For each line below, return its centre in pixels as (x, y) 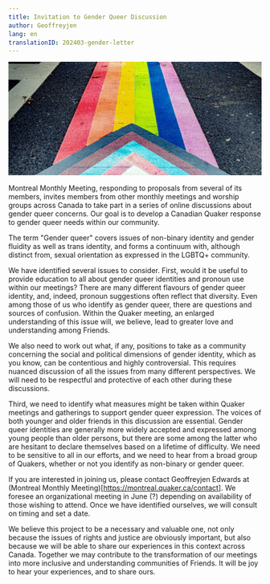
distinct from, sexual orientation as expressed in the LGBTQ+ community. (129, 255)
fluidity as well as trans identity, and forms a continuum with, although (124, 246)
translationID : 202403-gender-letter (72, 43)
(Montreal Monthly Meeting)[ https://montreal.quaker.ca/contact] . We (122, 488)
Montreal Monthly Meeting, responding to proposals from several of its (125, 188)
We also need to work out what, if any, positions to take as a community (127, 345)
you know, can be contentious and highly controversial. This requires (123, 362)
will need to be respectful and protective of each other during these (120, 380)
